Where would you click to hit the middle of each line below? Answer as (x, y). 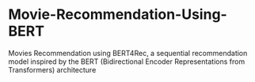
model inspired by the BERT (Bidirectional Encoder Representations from (127, 61)
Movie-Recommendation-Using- (118, 15)
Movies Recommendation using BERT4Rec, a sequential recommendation (128, 53)
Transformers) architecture (52, 69)
